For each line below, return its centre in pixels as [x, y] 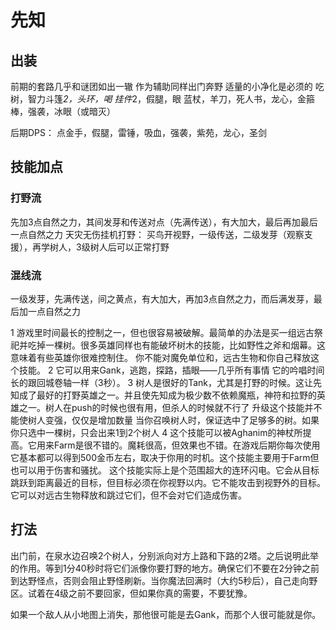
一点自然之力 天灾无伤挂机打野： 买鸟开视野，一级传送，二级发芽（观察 [157, 234]
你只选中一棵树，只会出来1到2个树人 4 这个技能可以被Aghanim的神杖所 [156, 432]
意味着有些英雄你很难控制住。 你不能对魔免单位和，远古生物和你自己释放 [160, 357]
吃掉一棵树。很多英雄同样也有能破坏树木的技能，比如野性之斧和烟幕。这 [176, 345]
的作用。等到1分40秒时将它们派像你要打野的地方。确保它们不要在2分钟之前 [165, 568]
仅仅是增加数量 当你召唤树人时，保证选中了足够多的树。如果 [195, 420]
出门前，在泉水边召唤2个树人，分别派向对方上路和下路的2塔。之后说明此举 [165, 555]
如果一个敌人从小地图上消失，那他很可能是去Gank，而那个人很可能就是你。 [166, 614]
